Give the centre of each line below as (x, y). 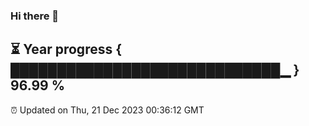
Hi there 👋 (35, 16)
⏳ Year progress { (66, 49)
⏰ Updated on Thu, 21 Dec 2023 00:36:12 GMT (107, 110)
